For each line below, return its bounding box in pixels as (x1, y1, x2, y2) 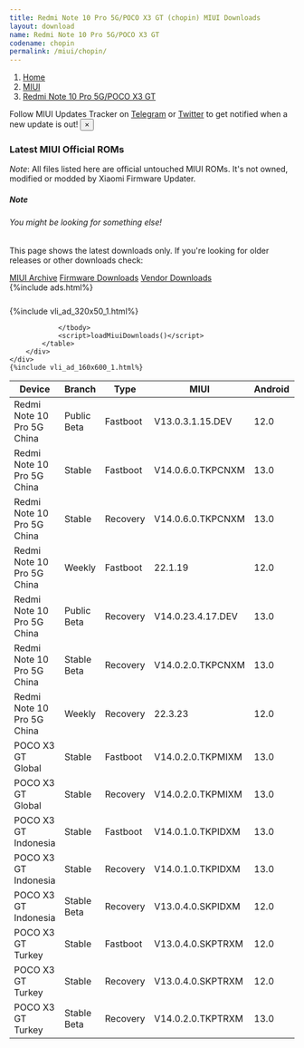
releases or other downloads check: (9, 255, 144, 266)
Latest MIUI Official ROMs (9, 143, 125, 156)
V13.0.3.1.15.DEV (153, 415, 233, 427)
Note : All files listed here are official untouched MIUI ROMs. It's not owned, (9, 164, 289, 175)
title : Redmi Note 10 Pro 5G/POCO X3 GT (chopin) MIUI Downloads (9, 13, 261, 23)
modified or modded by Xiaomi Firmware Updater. (9, 173, 196, 184)
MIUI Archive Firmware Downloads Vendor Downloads (9, 273, 213, 283)
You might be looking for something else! (9, 217, 163, 228)
